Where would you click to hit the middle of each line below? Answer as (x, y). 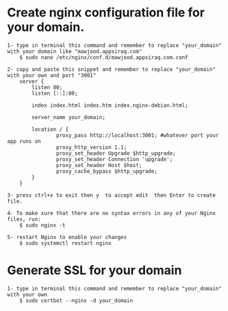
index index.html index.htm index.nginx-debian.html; (110, 105)
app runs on (24, 141)
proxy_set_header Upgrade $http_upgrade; (116, 153)
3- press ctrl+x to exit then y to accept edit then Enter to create (111, 195)
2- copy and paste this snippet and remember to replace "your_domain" (111, 69)
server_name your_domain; (69, 117)
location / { (50, 129)
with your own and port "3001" (52, 75)
